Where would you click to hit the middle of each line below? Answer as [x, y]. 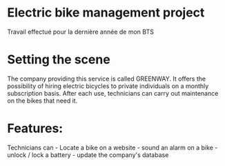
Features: [35, 128]
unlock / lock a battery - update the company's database [88, 155]
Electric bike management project [106, 13]
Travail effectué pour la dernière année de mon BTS [80, 32]
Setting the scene [59, 60]
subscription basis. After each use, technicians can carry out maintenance [113, 93]
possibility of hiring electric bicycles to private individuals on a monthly [108, 86]
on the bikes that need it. [42, 101]
